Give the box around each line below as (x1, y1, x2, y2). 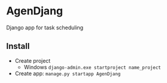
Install (6, 41, 30, 51)
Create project (14, 57, 51, 64)
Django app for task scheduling (6, 24, 84, 31)
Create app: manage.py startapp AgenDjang (14, 70, 121, 77)
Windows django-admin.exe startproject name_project (23, 63, 162, 70)
